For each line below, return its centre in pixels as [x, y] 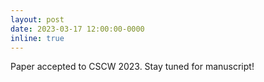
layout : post [37, 19]
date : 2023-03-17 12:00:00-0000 [77, 29]
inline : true [37, 38]
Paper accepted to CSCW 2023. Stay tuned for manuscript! [132, 67]
